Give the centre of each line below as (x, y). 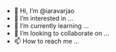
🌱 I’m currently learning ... (51, 26)
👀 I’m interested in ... (44, 18)
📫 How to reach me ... (46, 41)
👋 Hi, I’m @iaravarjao (44, 11)
